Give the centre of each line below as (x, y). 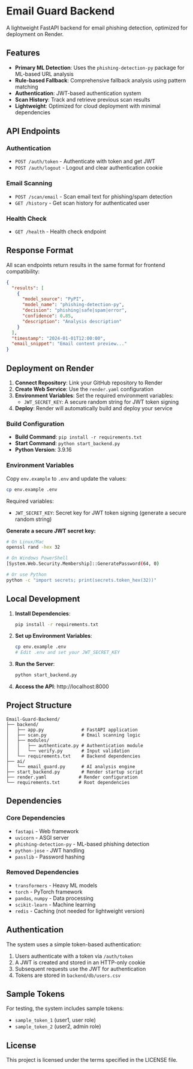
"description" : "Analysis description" (72, 321)
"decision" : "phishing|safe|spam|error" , (75, 310)
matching (26, 87)
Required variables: (30, 501)
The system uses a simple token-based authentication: (74, 944)
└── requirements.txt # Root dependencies (68, 782)
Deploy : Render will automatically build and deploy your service (94, 408)
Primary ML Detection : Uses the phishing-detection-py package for (99, 67)
